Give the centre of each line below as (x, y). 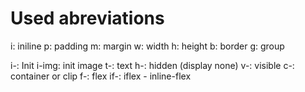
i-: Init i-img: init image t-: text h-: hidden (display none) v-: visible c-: (152, 65)
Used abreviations (87, 18)
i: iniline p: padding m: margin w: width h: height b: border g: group (147, 46)
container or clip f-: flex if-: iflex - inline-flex (101, 76)
